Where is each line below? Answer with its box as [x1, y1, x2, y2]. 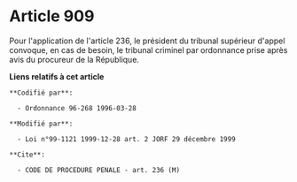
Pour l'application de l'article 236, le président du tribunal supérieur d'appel [9, 35, 285, 46]
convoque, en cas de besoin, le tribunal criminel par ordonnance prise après [9, 44, 288, 55]
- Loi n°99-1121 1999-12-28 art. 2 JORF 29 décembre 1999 [17, 134, 237, 143]
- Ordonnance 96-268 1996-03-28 [17, 103, 137, 112]
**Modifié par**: [9, 119, 74, 128]
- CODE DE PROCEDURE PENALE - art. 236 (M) [17, 165, 180, 174]
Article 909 [9, 6, 95, 27]
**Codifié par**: [9, 88, 74, 97]
